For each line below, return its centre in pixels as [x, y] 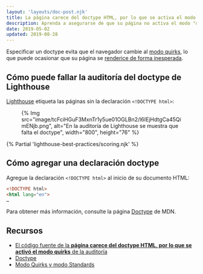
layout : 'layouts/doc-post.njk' [47, 12]
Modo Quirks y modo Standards [55, 265]
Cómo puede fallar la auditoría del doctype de [94, 77]
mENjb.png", [37, 125]
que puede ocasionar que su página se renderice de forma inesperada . [95, 58]
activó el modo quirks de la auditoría [61, 252]
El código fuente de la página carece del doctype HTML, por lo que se [103, 246]
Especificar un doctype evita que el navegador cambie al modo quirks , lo [97, 52]
